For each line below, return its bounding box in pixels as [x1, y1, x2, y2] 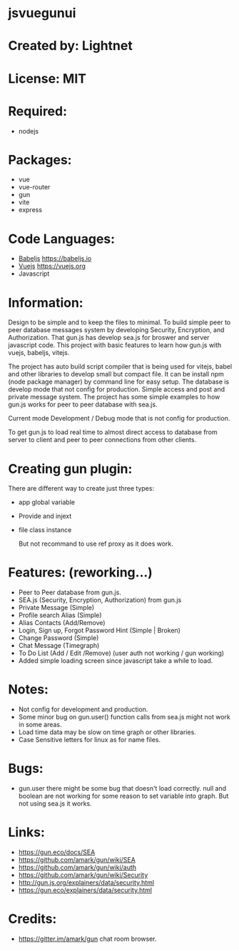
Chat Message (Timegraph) [18, 641, 100, 650]
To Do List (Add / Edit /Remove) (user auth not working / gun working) [18, 649, 224, 658]
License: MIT [8, 70, 86, 86]
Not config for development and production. [18, 705, 148, 714]
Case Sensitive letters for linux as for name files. [18, 736, 161, 744]
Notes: [8, 681, 49, 698]
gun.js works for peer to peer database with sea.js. [8, 400, 158, 409]
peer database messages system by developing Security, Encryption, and [8, 326, 225, 334]
